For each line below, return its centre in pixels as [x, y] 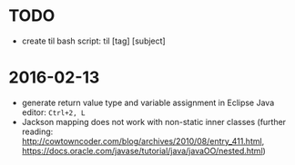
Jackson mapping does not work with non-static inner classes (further [154, 121]
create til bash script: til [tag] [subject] [93, 41]
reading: [37, 131]
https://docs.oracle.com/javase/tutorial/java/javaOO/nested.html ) [143, 150]
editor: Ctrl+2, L [53, 112]
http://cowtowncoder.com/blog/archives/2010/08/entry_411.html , [143, 141]
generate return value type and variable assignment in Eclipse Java [148, 102]
